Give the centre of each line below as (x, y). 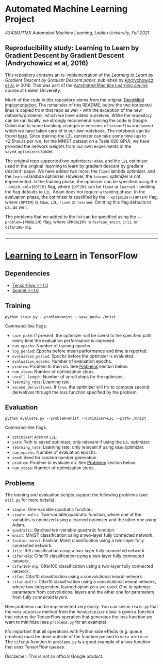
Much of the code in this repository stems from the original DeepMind (75, 100)
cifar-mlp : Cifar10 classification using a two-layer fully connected (78, 556)
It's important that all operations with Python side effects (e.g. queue (73, 631)
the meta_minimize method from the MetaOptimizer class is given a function (80, 612)
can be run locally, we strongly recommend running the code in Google (76, 120)
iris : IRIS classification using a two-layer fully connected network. (79, 551)
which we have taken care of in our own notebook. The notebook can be (78, 131)
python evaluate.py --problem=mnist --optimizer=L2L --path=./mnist (76, 419)
